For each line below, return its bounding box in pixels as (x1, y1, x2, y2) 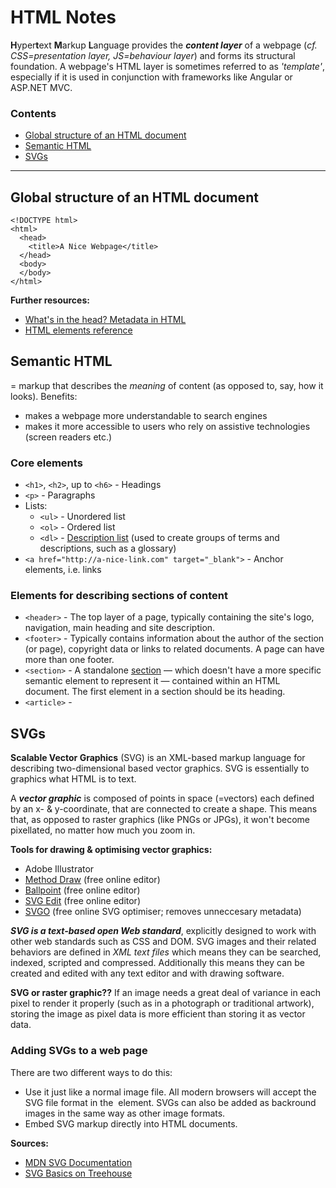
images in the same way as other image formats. (24, 1107, 226, 1119)
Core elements (10, 456, 83, 470)
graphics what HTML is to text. (10, 773, 137, 785)
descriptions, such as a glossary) (39, 542, 177, 555)
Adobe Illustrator (24, 863, 95, 875)
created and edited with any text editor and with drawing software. (10, 967, 285, 980)
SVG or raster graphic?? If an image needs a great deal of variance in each (10, 987, 322, 999)
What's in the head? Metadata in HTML (24, 314, 187, 326)
